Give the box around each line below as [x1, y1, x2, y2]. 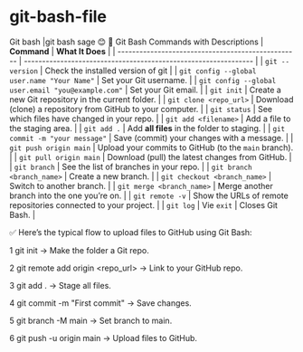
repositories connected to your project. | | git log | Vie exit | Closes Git [9, 199, 279, 210]
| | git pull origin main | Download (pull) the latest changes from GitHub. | [9, 151, 292, 162]
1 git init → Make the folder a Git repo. [9, 244, 149, 255]
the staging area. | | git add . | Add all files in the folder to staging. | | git [9, 122, 286, 133]
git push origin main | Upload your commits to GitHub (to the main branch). [9, 142, 294, 153]
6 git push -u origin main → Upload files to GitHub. [9, 332, 197, 343]
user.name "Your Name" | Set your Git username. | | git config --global [9, 74, 277, 85]
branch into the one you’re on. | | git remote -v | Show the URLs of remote [9, 190, 289, 201]
